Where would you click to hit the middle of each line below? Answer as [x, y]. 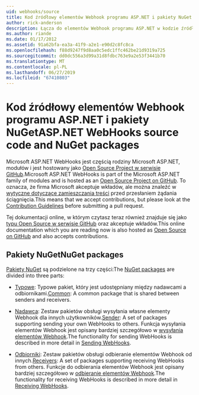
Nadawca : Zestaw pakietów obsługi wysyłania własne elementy [92, 311]
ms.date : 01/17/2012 [32, 39]
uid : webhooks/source [33, 12]
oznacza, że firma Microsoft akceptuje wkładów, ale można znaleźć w [91, 187]
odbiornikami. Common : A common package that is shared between [97, 293]
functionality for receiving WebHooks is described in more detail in [96, 379]
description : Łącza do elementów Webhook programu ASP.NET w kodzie [92, 28]
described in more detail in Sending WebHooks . [73, 343]
